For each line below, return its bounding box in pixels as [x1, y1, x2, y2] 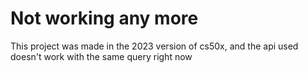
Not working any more [10, 7, 199, 30]
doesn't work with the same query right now [10, 50, 193, 62]
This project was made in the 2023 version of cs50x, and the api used [10, 40, 299, 52]
